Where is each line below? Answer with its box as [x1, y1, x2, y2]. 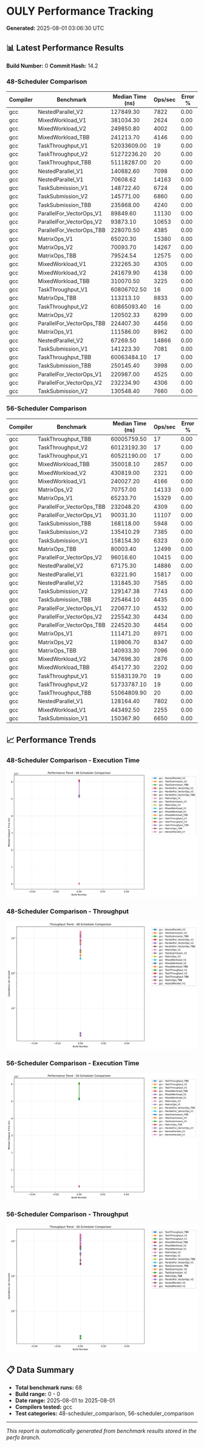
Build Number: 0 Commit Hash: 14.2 [6, 62, 98, 69]
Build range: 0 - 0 [15, 1390, 61, 1398]
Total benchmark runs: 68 [15, 1384, 83, 1392]
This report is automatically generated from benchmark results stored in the [6, 1428, 197, 1435]
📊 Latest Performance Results [6, 43, 124, 53]
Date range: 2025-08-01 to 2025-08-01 [15, 1397, 115, 1404]
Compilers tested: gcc [15, 1403, 73, 1410]
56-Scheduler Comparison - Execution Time [6, 1059, 140, 1067]
